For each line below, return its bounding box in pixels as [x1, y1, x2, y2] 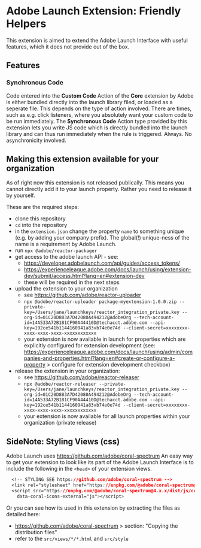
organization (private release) [23, 419, 97, 426]
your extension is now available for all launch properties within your [23, 413, 190, 420]
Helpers [6, 17, 47, 31]
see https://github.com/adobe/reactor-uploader [23, 292, 142, 299]
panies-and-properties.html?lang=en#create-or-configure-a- [23, 355, 175, 362]
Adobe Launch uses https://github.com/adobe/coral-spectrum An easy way [6, 452, 193, 459]
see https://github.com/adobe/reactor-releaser [23, 374, 139, 381]
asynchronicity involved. [6, 137, 67, 144]
